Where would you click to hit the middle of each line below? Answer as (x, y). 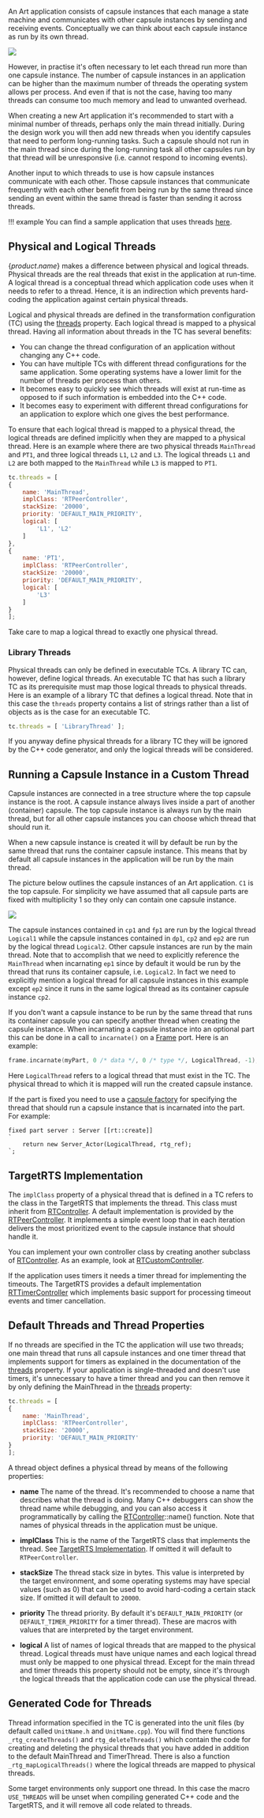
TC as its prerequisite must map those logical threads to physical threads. (127, 686)
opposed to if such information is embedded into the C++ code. (123, 397)
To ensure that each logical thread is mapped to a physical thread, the (122, 429)
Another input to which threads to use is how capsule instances (111, 173)
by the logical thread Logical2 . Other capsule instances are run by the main (130, 947)
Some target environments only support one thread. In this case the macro (129, 1788)
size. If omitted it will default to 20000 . (80, 1597)
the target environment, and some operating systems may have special (135, 1581)
